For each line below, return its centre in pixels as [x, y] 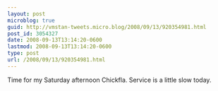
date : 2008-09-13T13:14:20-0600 [55, 40]
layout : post [26, 14]
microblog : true [31, 20]
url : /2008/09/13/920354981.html [56, 60]
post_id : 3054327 [33, 34]
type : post [23, 54]
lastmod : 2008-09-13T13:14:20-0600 [60, 47]
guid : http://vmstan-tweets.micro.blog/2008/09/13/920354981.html [107, 27]
